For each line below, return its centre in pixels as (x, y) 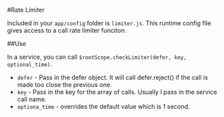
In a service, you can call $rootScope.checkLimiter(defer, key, (97, 57)
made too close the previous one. (64, 84)
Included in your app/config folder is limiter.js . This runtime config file (109, 23)
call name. (32, 99)
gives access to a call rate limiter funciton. (67, 30)
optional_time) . (30, 64)
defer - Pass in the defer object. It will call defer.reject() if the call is (112, 77)
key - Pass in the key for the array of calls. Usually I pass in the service (117, 92)
